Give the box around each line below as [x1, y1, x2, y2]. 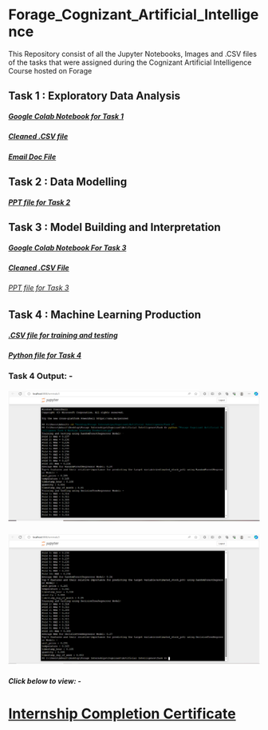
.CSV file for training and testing [8, 330, 118, 340]
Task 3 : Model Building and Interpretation [8, 221, 221, 234]
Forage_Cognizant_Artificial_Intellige [8, 6, 259, 24]
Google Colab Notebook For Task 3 [8, 242, 127, 253]
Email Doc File [8, 152, 57, 162]
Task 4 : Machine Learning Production [8, 308, 202, 321]
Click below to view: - [8, 676, 81, 686]
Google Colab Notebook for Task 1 [8, 111, 124, 121]
